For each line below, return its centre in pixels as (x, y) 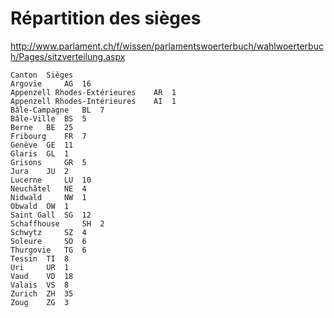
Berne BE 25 (42, 127)
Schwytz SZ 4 (48, 232)
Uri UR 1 (40, 267)
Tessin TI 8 (40, 258)
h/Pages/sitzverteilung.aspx (68, 56)
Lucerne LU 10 (51, 180)
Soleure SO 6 (48, 241)
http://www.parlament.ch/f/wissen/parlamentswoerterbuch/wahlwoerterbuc (167, 46)
